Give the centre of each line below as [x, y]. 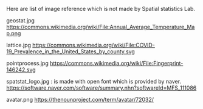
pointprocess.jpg [27, 63]
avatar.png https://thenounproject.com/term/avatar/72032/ [80, 100]
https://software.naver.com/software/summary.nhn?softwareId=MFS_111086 [101, 88]
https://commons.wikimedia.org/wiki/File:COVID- [94, 45]
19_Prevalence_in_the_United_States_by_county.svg [71, 51]
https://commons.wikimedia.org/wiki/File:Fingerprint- [116, 63]
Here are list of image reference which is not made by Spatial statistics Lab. [101, 9]
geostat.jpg [21, 20]
